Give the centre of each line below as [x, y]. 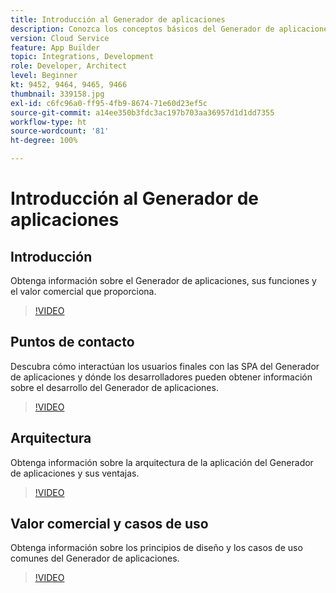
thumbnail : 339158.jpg [57, 94]
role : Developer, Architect [69, 66]
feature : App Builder [55, 47]
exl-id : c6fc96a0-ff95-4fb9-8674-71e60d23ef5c [109, 103]
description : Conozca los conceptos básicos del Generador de [142, 29]
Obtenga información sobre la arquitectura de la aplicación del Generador [162, 462]
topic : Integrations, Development [82, 57]
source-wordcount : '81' [60, 131]
